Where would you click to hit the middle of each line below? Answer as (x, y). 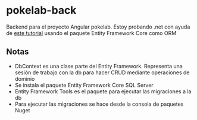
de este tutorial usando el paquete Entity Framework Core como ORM (91, 33)
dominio (25, 78)
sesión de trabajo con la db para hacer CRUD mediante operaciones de (102, 72)
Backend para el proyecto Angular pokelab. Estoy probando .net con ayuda (98, 27)
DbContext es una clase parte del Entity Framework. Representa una (98, 66)
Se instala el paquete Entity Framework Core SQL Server (84, 85)
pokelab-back (41, 10)
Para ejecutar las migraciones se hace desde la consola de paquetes (99, 104)
